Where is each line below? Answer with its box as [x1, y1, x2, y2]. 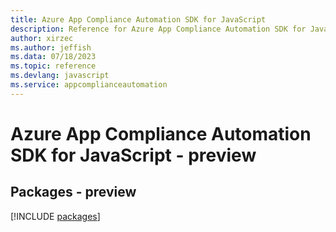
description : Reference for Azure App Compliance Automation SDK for [10, 24, 307, 34]
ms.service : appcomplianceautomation [10, 80, 168, 90]
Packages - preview [10, 184, 137, 201]
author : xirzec [10, 33, 74, 43]
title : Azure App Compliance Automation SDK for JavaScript [10, 14, 267, 25]
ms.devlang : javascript [10, 71, 110, 81]
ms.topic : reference [10, 61, 97, 71]
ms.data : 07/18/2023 [10, 52, 97, 62]
